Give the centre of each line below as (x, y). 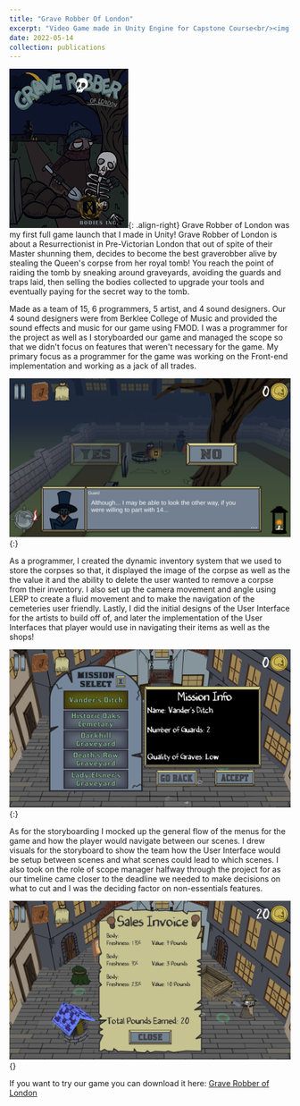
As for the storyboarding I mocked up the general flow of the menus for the (147, 832)
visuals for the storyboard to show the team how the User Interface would (145, 850)
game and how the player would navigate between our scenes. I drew (137, 841)
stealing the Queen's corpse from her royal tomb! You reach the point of (142, 263)
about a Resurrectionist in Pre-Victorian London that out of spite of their (141, 244)
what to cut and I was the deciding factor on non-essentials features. (136, 889)
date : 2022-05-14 (42, 38)
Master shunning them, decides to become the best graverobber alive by (143, 254)
